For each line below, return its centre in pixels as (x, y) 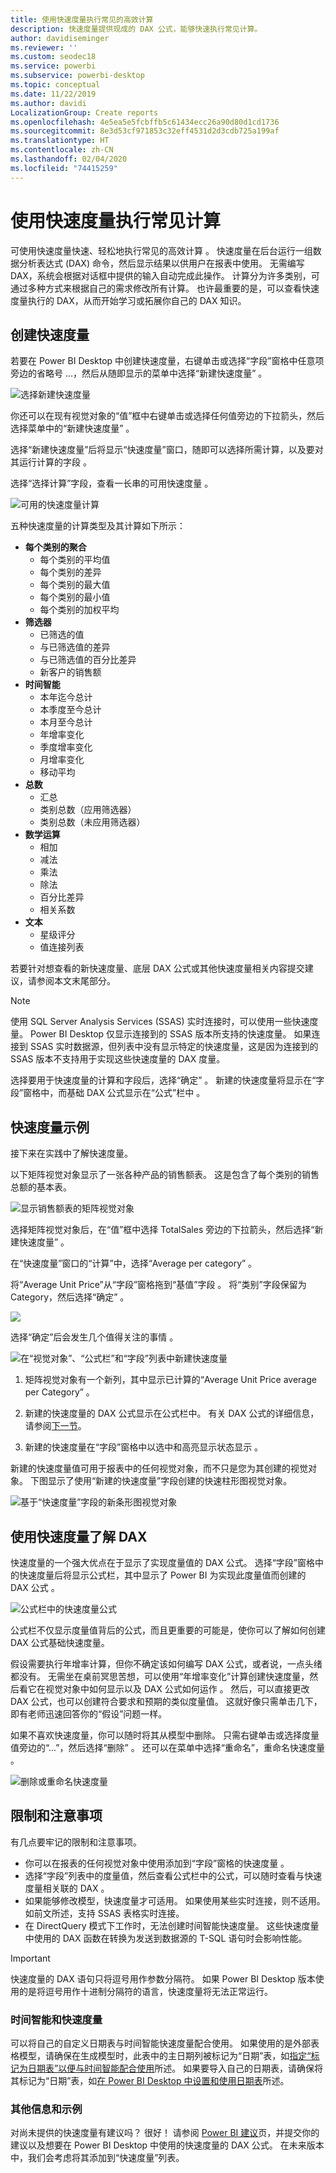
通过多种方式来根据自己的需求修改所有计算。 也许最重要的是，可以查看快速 (165, 288)
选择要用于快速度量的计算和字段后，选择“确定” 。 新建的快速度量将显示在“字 (167, 1080)
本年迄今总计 (66, 697)
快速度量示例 (50, 1127)
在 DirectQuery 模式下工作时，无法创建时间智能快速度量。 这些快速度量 (172, 1925)
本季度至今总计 (70, 710)
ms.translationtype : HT (60, 141)
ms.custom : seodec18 (53, 57)
